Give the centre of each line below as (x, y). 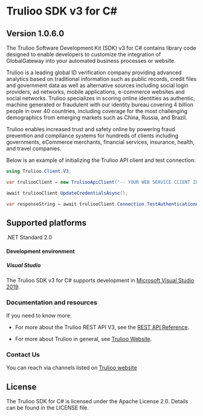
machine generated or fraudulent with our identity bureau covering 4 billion (100, 105)
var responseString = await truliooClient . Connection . (77, 204)
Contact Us (23, 355)
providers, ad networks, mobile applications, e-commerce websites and (96, 92)
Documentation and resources (52, 302)
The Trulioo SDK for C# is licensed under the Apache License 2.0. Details (97, 401)
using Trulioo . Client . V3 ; (39, 171)
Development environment (40, 251)
